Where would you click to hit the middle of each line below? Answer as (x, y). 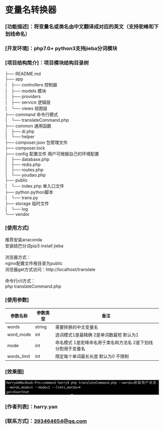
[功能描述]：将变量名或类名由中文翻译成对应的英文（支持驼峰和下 (82, 27)
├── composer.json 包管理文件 (36, 142)
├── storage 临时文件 (27, 204)
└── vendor (17, 214)
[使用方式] (17, 228)
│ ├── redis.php (23, 164)
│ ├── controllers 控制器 (31, 85)
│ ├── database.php (27, 160)
